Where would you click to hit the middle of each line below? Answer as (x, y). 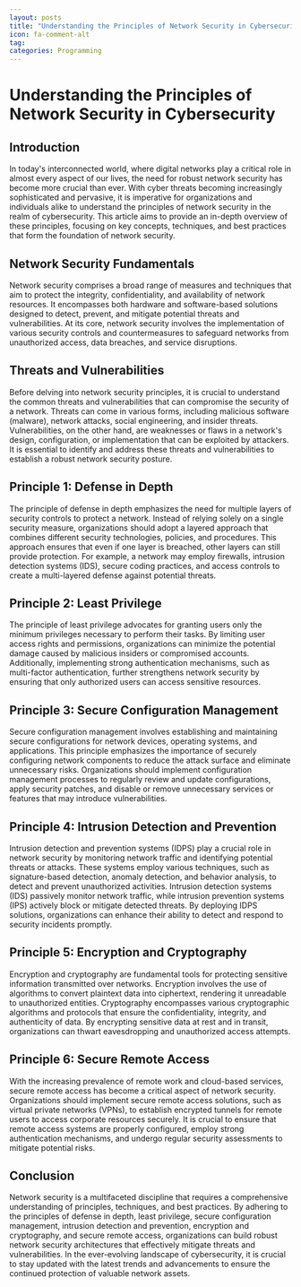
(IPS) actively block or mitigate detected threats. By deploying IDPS (133, 905)
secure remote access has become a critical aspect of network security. (142, 1091)
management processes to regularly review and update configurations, (140, 780)
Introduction (45, 147)
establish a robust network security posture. (91, 459)
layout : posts (36, 17)
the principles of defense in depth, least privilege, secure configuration (140, 1216)
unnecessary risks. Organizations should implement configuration (131, 770)
